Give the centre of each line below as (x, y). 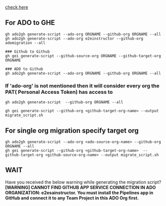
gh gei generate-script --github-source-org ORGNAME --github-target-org (83, 56)
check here (17, 7)
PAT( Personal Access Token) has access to (59, 92)
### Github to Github (28, 52)
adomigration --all (25, 43)
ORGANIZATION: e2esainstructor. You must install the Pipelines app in (79, 193)
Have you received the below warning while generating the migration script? (83, 182)
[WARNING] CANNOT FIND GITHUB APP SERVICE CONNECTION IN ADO (81, 187)
